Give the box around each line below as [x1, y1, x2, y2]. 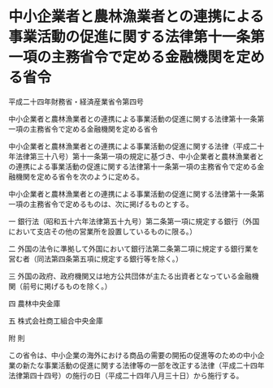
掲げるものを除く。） [43, 281, 112, 291]
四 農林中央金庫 [8, 298, 61, 308]
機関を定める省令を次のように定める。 [15, 171, 144, 181]
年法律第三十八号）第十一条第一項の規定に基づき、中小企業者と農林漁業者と [8, 151, 265, 161]
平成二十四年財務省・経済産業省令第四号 [8, 97, 144, 106]
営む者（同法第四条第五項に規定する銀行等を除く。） [8, 253, 183, 264]
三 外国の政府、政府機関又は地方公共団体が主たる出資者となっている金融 [8, 271, 252, 281]
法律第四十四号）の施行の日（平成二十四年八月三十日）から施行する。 [8, 370, 244, 380]
